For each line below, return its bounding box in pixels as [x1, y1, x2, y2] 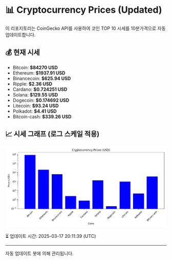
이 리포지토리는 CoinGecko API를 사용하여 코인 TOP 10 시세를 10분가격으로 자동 [5, 25, 166, 31]
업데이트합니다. [5, 31, 36, 38]
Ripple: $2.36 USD [12, 81, 53, 87]
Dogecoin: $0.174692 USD [12, 97, 70, 103]
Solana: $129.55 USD [12, 91, 58, 98]
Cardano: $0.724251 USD [12, 86, 68, 92]
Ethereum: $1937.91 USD [12, 70, 66, 76]
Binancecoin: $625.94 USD [12, 75, 71, 81]
